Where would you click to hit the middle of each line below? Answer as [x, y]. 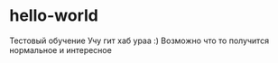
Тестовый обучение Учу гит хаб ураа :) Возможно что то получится [139, 40]
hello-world [54, 16]
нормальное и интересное [61, 49]
